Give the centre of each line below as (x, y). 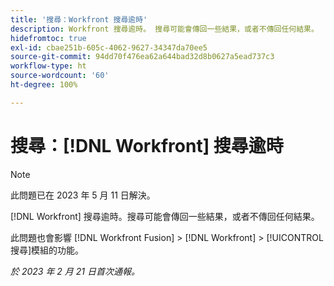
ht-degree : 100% (44, 85)
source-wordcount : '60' (60, 76)
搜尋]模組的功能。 (47, 250)
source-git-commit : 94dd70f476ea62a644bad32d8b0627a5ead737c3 (142, 57)
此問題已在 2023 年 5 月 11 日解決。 (83, 195)
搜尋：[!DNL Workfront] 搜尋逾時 (147, 145)
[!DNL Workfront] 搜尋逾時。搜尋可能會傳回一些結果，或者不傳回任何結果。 (165, 216)
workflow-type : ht (48, 66)
